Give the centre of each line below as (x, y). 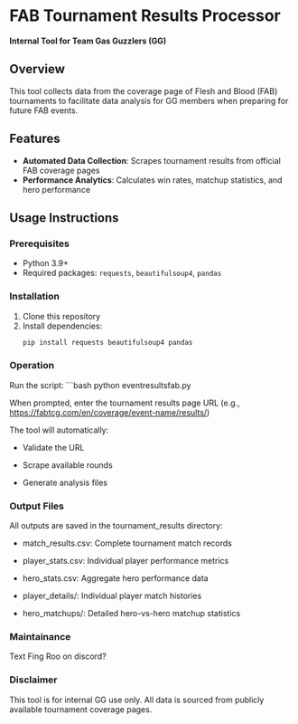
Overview (37, 69)
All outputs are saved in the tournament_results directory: (116, 526)
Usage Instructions (64, 218)
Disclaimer (33, 680)
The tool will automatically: (59, 430)
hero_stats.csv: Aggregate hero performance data (116, 578)
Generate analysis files (65, 482)
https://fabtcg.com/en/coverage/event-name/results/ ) (110, 412)
